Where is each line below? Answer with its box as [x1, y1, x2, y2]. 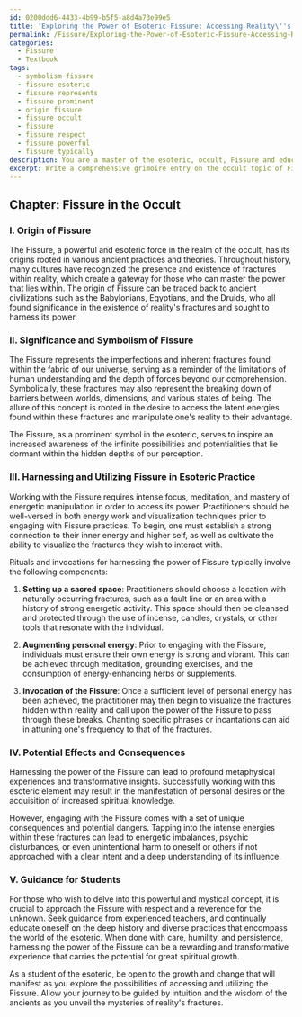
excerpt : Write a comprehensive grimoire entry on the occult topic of [9, 164, 283, 173]
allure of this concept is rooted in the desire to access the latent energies [9, 402, 280, 413]
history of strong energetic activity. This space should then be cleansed [22, 602, 289, 613]
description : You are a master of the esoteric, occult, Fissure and [9, 155, 276, 165]
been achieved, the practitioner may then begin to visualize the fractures [22, 695, 292, 706]
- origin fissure [17, 105, 83, 114]
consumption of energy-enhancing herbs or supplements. [22, 668, 237, 679]
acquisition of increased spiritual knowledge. [9, 795, 175, 805]
